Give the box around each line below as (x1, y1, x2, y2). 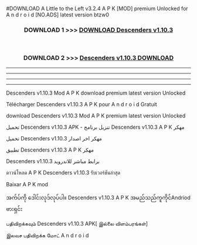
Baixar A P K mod (6, 180, 49, 187)
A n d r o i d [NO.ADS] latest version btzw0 (6, 11, 110, 18)
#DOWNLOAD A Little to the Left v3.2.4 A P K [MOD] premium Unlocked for (6, 5, 189, 12)
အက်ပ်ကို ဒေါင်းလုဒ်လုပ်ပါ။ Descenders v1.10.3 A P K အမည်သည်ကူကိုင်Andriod (6, 194, 191, 201)
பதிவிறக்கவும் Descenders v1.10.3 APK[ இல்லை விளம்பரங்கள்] (6, 220, 148, 227)
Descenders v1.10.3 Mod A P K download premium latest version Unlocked (6, 89, 186, 96)
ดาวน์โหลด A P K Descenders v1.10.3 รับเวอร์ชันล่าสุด (6, 169, 121, 176)
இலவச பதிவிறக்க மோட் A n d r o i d (6, 231, 89, 239)
